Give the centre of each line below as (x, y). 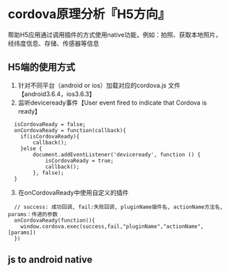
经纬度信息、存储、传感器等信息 (53, 43)
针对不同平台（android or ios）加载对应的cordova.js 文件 (99, 85)
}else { (31, 148)
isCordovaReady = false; (50, 124)
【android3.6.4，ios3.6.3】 (57, 93)
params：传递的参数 (33, 214)
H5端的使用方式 (42, 67)
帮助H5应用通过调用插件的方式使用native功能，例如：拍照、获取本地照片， (115, 35)
